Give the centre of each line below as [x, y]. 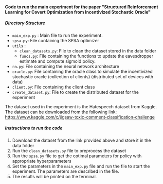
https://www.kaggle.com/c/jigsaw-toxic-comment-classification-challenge [80, 117]
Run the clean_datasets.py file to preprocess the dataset [69, 151]
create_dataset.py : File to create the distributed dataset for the [75, 92]
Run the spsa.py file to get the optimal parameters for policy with [77, 156]
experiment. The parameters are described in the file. [65, 171]
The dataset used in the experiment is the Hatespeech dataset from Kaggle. [81, 106]
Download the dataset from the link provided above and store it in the [81, 140]
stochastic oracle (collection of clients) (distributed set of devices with [83, 76]
